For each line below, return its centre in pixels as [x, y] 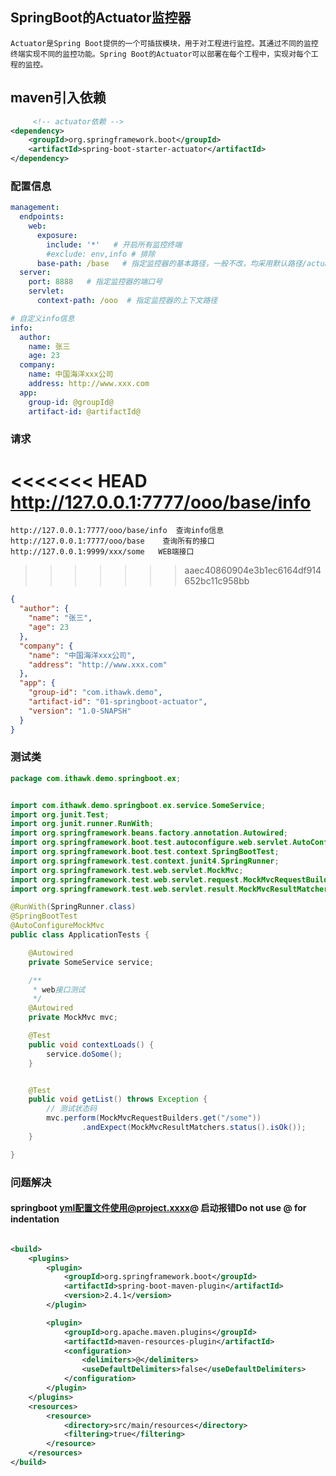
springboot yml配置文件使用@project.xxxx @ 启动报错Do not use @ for [158, 1208]
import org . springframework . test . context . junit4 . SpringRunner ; [145, 861]
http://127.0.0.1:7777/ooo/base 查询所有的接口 [112, 541]
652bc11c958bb [217, 581]
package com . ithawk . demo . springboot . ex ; [96, 778]
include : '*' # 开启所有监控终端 [114, 244]
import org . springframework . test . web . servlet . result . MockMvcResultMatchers [171, 889]
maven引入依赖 [58, 98]
